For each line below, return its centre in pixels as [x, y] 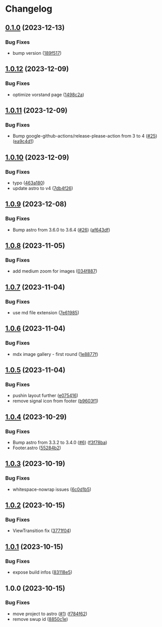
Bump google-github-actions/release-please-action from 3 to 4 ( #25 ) [85, 136]
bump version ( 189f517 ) [37, 53]
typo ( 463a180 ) [29, 183]
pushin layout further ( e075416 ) [45, 395]
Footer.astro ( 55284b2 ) [37, 448]
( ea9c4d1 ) [23, 141]
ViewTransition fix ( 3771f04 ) [42, 531]
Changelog [29, 9]
